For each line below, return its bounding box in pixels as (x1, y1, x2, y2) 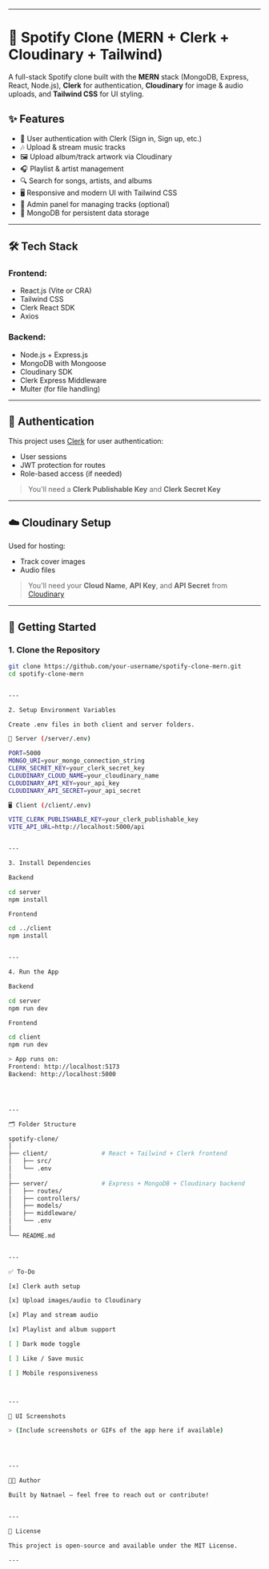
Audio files (19, 565, 56, 575)
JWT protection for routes (19, 460, 106, 469)
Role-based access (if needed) (19, 469, 122, 478)
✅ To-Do (8, 1267, 36, 1276)
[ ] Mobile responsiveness (8, 1369, 98, 1377)
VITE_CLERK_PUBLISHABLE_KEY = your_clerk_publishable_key (8, 815, 199, 823)
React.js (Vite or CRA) (19, 286, 92, 295)
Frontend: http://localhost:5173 (8, 1063, 120, 1071)
